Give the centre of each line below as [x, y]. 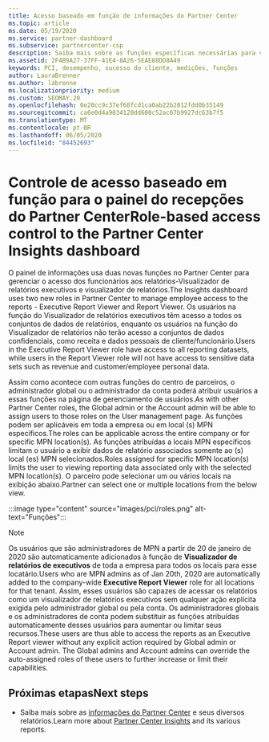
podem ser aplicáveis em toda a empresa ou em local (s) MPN [111, 425]
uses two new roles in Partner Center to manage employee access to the [128, 299]
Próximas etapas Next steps [78, 693]
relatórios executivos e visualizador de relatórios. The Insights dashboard [128, 290]
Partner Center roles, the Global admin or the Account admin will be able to [132, 408]
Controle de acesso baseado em [118, 182]
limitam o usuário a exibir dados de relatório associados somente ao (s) [126, 450]
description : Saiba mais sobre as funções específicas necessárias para [132, 53]
